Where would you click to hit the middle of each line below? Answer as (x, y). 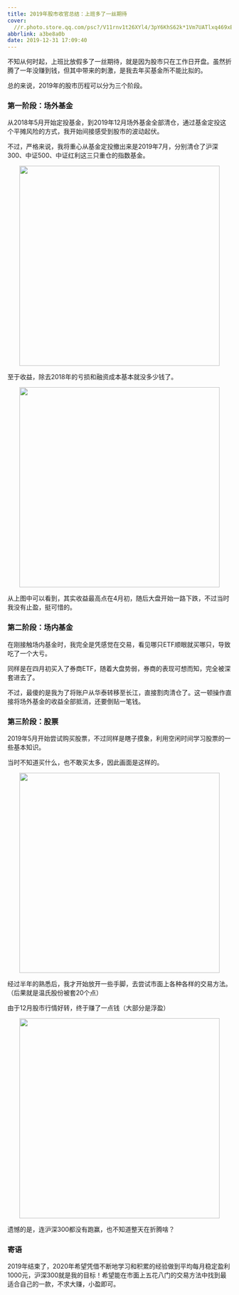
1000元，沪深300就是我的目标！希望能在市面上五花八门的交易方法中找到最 (117, 1275)
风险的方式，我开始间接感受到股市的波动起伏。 (95, 132)
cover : (17, 21)
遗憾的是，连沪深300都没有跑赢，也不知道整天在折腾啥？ (91, 1230)
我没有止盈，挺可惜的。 (42, 607)
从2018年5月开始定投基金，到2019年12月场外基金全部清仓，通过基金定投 (114, 122)
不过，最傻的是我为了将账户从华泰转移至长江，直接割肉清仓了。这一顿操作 (116, 692)
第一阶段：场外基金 (40, 106)
